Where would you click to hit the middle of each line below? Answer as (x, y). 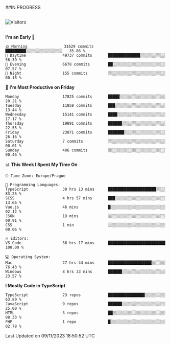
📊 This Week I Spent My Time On (41, 164)
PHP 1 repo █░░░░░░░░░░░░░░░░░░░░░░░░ (86, 322)
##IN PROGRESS (23, 7)
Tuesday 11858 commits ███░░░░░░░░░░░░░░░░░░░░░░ (86, 105)
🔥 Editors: (17, 238)
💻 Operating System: (28, 257)
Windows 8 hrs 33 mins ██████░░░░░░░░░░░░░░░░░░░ (86, 271)
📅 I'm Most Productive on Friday (40, 87)
